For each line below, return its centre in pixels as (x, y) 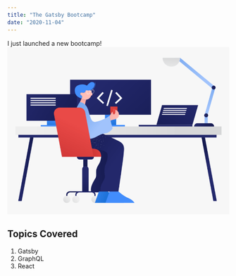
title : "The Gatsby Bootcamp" (52, 15)
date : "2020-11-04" (36, 22)
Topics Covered (43, 234)
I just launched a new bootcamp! (55, 43)
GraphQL (31, 258)
